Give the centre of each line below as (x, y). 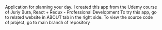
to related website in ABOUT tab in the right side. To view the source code (79, 17)
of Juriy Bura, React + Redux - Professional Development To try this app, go (81, 12)
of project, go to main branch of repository (48, 22)
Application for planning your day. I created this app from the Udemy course (81, 7)
